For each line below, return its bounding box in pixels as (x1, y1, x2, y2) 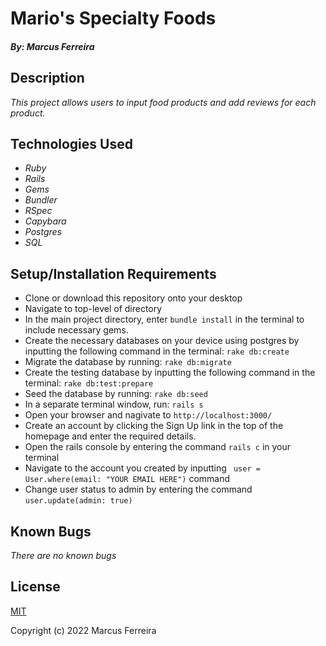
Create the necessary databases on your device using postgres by (24, 335, 300, 347)
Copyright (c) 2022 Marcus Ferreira (10, 624, 157, 636)
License (10, 578, 61, 596)
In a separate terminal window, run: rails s (24, 398, 204, 411)
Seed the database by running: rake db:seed (24, 388, 208, 400)
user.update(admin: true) (24, 496, 133, 506)
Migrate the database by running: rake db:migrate (24, 356, 232, 368)
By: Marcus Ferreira (10, 40, 95, 52)
